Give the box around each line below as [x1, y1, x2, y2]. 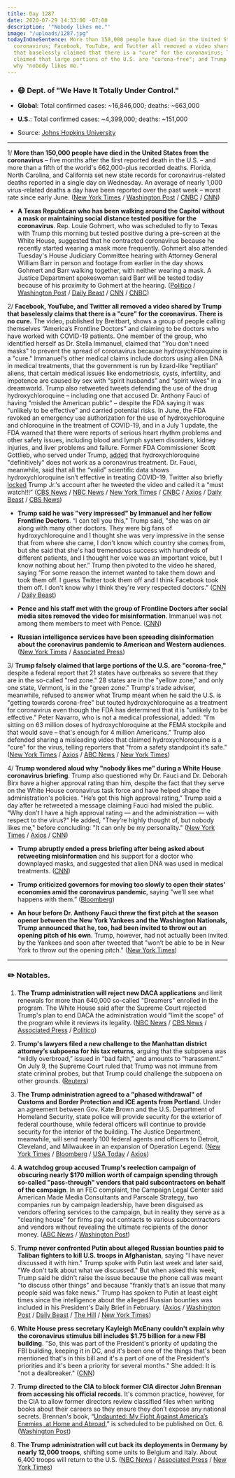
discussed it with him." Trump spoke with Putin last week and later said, [17, 1259, 224, 1267]
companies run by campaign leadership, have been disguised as [17, 1201, 204, 1209]
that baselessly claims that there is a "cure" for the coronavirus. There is [7, 309, 223, 318]
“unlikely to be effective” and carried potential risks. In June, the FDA [7, 406, 206, 414]
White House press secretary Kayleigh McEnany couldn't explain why [17, 1324, 225, 1333]
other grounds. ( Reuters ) [17, 1077, 89, 1085]
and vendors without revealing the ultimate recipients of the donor [17, 1223, 208, 1232]
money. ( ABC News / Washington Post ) [17, 1230, 131, 1239]
